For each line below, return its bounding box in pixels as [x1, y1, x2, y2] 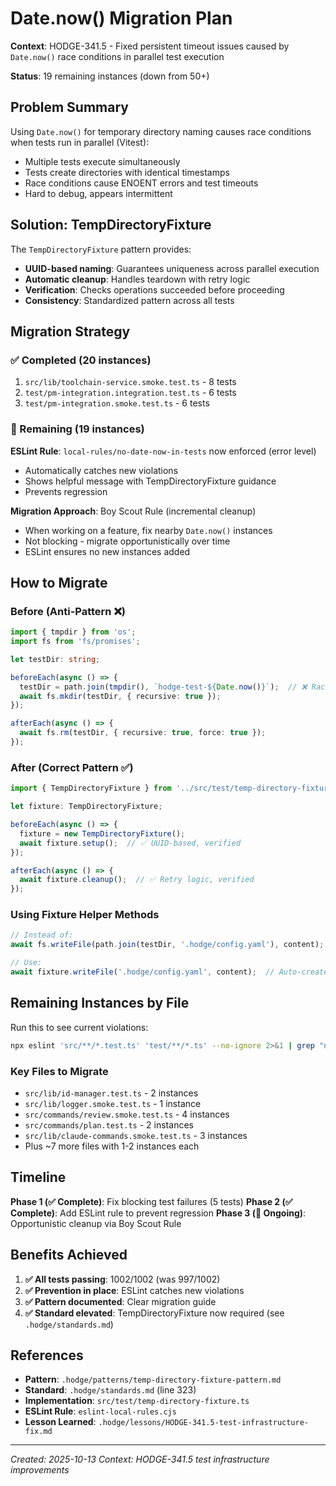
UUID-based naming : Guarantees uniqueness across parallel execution [24, 262, 320, 274]
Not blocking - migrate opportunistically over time [24, 535, 231, 547]
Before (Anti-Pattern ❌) [10, 604, 127, 618]
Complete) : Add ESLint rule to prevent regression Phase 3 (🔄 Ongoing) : [10, 1207, 307, 1219]
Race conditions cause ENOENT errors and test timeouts [24, 177, 259, 189]
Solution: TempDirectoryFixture [10, 217, 212, 234]
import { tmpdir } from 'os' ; [10, 627, 137, 637]
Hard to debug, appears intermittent [24, 187, 173, 199]
